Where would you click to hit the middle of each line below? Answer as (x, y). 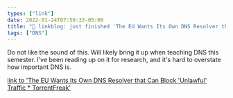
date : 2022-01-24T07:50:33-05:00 (55, 20)
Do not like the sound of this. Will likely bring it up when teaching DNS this (113, 52)
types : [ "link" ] (31, 13)
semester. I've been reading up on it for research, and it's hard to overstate (114, 60)
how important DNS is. (39, 67)
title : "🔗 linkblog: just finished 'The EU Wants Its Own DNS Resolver (113, 26)
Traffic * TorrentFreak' (39, 88)
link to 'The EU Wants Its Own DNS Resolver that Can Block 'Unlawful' (107, 81)
